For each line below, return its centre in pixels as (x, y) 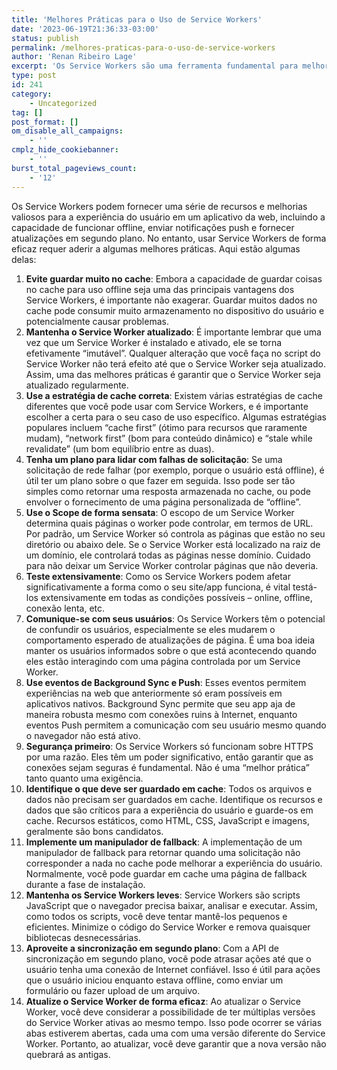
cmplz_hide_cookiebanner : (65, 150)
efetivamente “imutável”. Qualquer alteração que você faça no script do (173, 353)
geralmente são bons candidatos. (94, 831)
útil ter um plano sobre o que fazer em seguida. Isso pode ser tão (160, 480)
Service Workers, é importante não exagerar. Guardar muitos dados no (171, 300)
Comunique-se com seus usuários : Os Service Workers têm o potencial (175, 618)
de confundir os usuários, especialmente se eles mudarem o (150, 629)
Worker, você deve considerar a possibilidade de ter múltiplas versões (170, 1012)
